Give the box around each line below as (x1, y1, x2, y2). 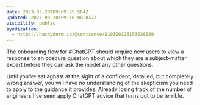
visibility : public (6, 20, 56, 26)
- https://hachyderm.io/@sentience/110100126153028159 (12, 32, 154, 38)
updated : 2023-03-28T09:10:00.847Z (6, 15, 97, 21)
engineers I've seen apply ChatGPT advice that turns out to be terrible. (6, 92, 184, 100)
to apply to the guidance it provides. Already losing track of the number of (6, 86, 193, 93)
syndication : (6, 25, 40, 32)
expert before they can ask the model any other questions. (6, 61, 154, 69)
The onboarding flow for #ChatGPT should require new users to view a (6, 48, 184, 55)
